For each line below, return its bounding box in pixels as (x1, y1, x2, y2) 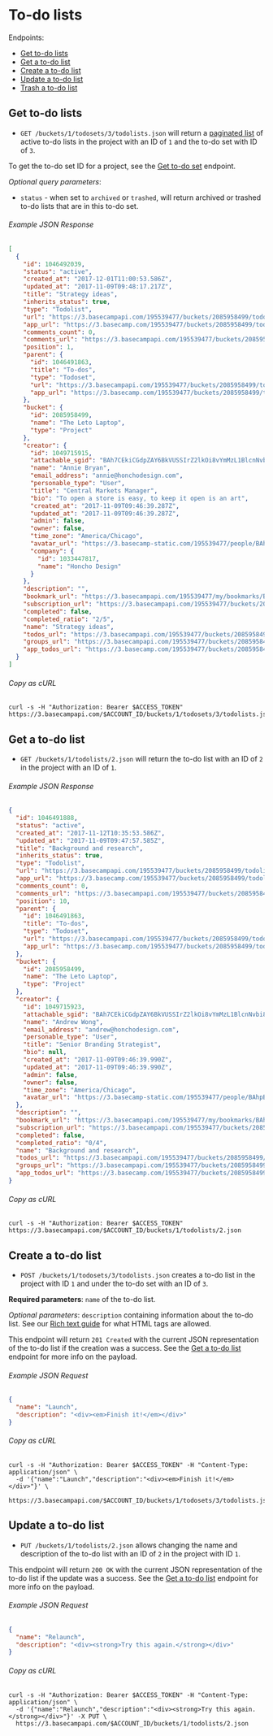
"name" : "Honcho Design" (37, 562, 122, 571)
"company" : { (29, 547, 75, 555)
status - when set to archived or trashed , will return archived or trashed (19, 193, 262, 202)
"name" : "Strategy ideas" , (23, 623, 115, 631)
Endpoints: (8, 33, 45, 42)
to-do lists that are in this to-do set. (19, 201, 139, 210)
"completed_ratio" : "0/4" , (15, 1139, 107, 1147)
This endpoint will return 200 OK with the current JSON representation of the (8, 1565, 262, 1574)
